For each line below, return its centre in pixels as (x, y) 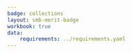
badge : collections (35, 13)
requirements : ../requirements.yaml (73, 39)
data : (15, 33)
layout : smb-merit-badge (43, 20)
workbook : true (29, 26)
